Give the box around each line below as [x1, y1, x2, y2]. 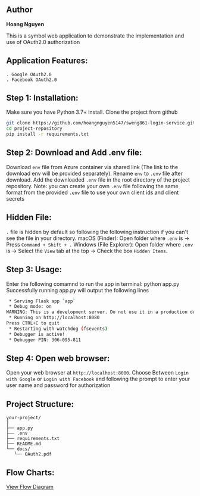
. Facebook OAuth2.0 [6, 77, 58, 83]
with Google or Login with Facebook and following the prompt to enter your [6, 375, 190, 383]
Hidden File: [6, 213, 52, 223]
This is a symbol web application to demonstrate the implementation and [6, 32, 185, 39]
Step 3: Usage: [6, 264, 62, 274]
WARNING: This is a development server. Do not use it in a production [6, 309, 187, 315]
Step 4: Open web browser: [6, 353, 110, 363]
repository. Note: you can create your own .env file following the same [6, 182, 179, 189]
